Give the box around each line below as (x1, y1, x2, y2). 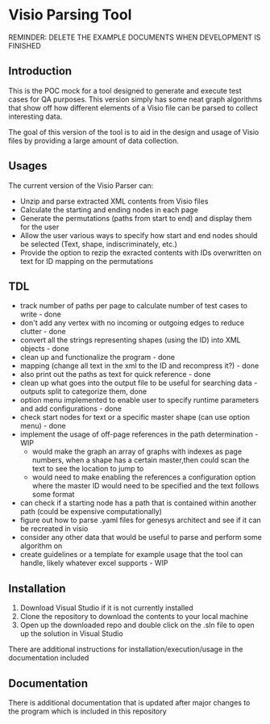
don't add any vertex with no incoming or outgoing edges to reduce (19, 318, 244, 328)
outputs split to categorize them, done (19, 387, 147, 396)
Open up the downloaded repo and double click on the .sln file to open (19, 620, 255, 630)
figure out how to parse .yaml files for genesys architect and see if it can (19, 515, 262, 525)
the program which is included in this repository (8, 706, 167, 716)
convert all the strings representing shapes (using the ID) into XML (19, 335, 242, 345)
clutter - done (19, 327, 66, 337)
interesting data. (8, 111, 63, 121)
